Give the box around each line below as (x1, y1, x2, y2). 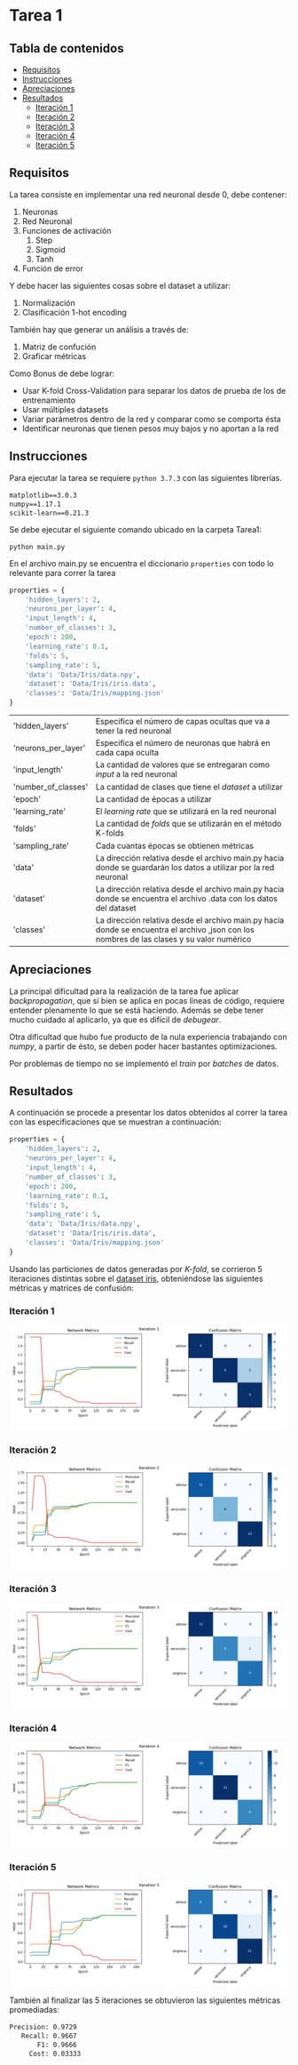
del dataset (95, 903, 137, 913)
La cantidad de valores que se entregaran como (95, 759, 271, 770)
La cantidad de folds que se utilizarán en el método (95, 819, 282, 829)
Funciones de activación (21, 225, 112, 236)
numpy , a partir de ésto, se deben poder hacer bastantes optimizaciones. (9, 1041, 278, 1052)
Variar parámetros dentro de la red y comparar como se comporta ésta (21, 413, 281, 424)
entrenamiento (21, 395, 76, 405)
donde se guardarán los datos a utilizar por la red (95, 861, 275, 872)
